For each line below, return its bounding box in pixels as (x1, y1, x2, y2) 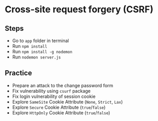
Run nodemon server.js (12, 54, 61, 60)
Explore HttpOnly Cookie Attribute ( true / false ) (12, 109, 110, 116)
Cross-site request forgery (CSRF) (5, 4, 154, 15)
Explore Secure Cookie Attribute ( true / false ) (12, 104, 106, 110)
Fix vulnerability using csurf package (12, 88, 91, 94)
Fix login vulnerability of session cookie (12, 93, 96, 99)
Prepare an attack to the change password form (12, 82, 114, 88)
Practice (5, 69, 32, 77)
